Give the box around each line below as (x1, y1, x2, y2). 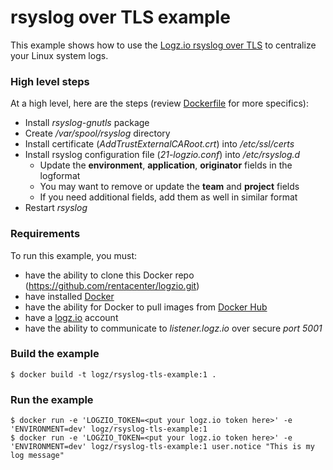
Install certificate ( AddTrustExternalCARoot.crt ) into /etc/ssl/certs (24, 138, 295, 150)
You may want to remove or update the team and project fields (39, 181, 300, 193)
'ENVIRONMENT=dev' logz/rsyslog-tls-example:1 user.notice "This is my (10, 442, 315, 452)
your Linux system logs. (10, 49, 109, 61)
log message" (10, 451, 65, 461)
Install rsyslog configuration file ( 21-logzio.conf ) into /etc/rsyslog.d (24, 149, 301, 161)
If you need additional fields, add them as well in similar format (39, 191, 298, 203)
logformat (39, 170, 81, 182)
